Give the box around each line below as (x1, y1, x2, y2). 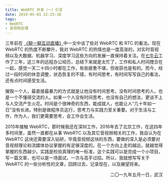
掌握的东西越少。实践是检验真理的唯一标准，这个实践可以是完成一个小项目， (5, 149, 163, 155)
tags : (5, 16, 16, 21)
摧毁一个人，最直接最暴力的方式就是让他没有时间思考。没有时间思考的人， (5, 88, 158, 94)
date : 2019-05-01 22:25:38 (5, 12, 61, 17)
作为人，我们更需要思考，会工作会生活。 (13, 113, 97, 119)
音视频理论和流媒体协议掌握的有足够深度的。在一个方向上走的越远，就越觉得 (5, 143, 163, 149)
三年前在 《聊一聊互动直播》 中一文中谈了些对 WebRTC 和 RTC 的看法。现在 (5, 40, 161, 46)
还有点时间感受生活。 (5, 78, 49, 84)
